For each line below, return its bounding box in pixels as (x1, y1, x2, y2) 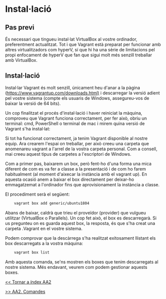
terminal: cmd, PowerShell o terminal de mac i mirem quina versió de (5, 120, 145, 127)
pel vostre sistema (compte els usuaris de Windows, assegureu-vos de (5, 95, 150, 101)
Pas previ (5, 23, 35, 32)
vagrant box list (14, 250, 50, 255)
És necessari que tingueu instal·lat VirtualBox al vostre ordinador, (5, 36, 137, 42)
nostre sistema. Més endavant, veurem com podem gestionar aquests (5, 264, 147, 270)
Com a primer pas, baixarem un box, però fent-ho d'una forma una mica (5, 161, 152, 167)
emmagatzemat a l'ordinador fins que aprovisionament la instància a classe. (5, 181, 160, 187)
